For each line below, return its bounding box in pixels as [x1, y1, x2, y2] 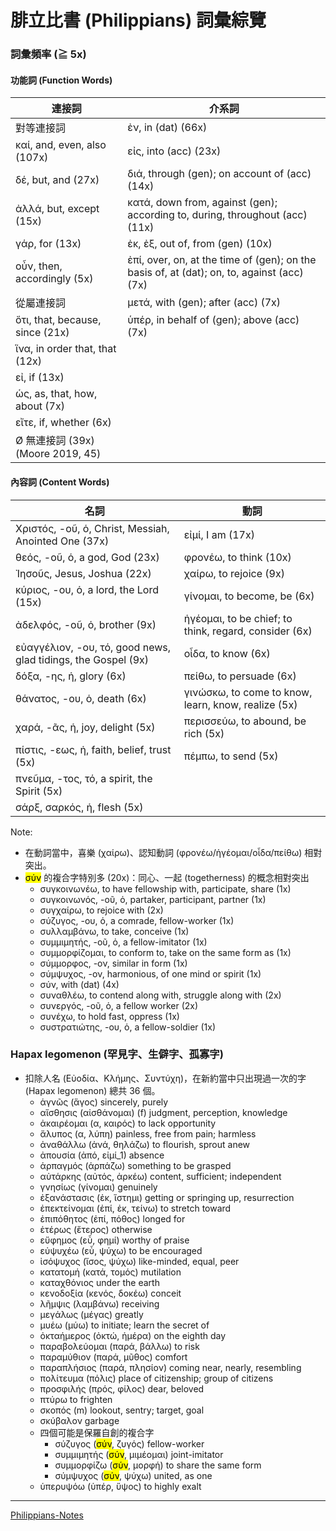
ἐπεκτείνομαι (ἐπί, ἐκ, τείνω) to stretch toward [39, 1202, 232, 1214]
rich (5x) [183, 726, 225, 740]
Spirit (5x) [15, 784, 63, 798]
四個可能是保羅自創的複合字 [39, 1426, 155, 1438]
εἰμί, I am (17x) [183, 527, 255, 541]
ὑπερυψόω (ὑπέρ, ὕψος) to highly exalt [39, 1480, 202, 1492]
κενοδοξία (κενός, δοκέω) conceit [39, 1287, 182, 1299]
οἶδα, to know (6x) [183, 646, 271, 660]
